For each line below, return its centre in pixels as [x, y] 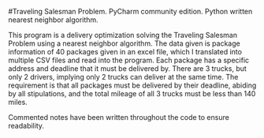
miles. [18, 102]
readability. [26, 126]
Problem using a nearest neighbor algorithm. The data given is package [124, 43]
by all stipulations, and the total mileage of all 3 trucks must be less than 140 [132, 93]
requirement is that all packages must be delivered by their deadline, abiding [132, 85]
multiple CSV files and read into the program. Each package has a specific [129, 60]
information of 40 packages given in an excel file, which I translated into [125, 52]
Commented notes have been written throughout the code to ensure [119, 117]
